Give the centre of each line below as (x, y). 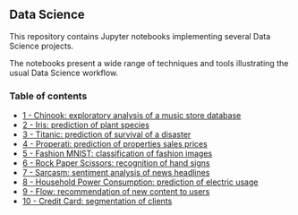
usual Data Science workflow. (64, 73)
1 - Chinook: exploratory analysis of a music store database (132, 116)
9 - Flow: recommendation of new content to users (116, 192)
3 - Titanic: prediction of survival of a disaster (106, 134)
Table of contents (48, 96)
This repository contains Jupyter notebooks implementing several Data (140, 36)
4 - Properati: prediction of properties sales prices (115, 144)
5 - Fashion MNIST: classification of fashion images (117, 154)
